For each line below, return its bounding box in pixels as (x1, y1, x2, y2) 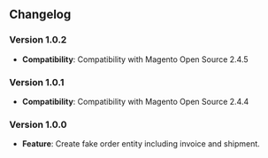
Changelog (9, 7, 72, 22)
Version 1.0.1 (9, 75, 65, 88)
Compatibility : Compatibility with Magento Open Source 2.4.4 (21, 96, 249, 107)
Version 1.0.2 (9, 34, 67, 46)
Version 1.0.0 (9, 118, 67, 130)
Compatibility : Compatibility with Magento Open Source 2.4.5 (21, 53, 249, 65)
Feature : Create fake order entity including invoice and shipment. (21, 138, 261, 149)
